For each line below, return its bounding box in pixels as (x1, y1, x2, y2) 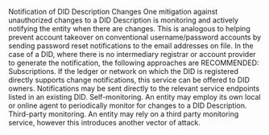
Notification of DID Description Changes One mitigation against (8, 7, 218, 16)
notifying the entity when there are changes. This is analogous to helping (8, 24, 251, 33)
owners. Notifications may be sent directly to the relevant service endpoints (8, 84, 260, 93)
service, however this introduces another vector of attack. (8, 118, 201, 127)
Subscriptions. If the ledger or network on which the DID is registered (8, 67, 239, 76)
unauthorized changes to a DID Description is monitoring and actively (8, 15, 239, 25)
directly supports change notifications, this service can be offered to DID (8, 76, 250, 84)
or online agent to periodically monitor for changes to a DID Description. (8, 100, 247, 110)
